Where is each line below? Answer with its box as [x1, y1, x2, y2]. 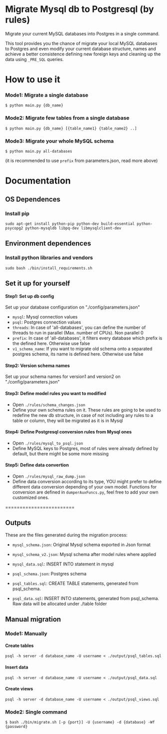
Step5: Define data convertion [5, 462, 69, 468]
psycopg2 [5, 225, 23, 230]
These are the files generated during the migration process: [5, 531, 128, 538]
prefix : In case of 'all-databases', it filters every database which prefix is [12, 335, 163, 341]
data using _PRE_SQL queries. [5, 56, 64, 62]
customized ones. [12, 494, 49, 500]
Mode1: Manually [5, 630, 47, 637]
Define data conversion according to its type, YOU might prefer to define [12, 478, 162, 484]
